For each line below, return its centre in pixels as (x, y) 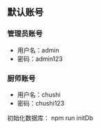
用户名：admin (38, 50)
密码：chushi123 (41, 103)
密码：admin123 (40, 59)
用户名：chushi (39, 95)
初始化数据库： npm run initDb (50, 118)
